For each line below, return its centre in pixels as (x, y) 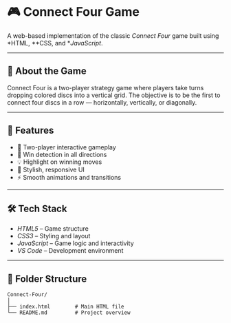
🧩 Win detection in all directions (62, 154)
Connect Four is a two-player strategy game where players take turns (106, 87)
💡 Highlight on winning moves (59, 162)
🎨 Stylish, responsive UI (51, 169)
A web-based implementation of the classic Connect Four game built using (113, 35)
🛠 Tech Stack (37, 208)
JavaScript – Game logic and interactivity (75, 243)
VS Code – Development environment (70, 251)
